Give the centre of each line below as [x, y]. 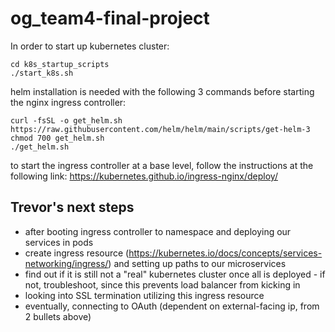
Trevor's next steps [72, 207]
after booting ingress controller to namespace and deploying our [158, 231]
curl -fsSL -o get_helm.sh [66, 120]
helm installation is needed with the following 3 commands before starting [162, 91]
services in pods [59, 242]
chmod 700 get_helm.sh [57, 138]
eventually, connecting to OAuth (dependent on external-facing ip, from [172, 306]
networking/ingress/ [66, 263]
